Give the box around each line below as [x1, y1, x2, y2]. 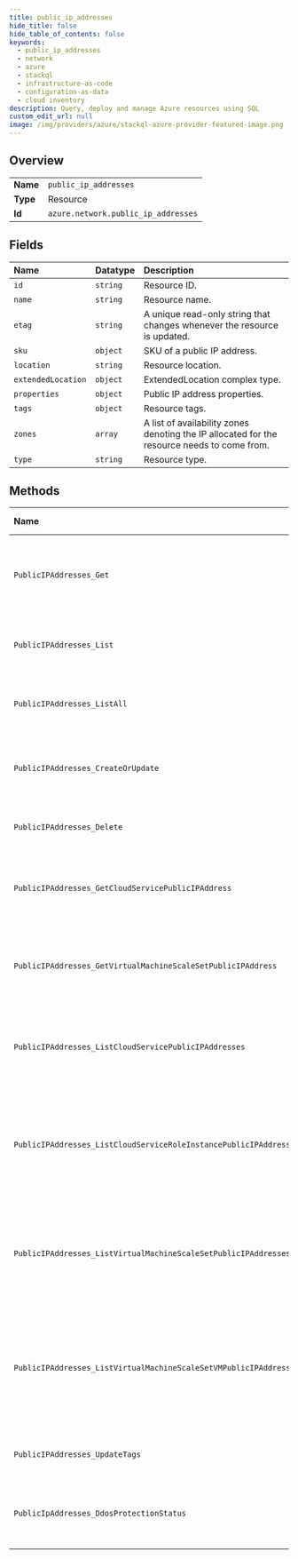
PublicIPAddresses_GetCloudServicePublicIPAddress [13, 883, 232, 894]
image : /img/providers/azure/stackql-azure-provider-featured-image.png [9, 121, 284, 130]
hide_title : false [9, 21, 77, 30]
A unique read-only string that [143, 307, 271, 320]
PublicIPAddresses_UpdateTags [13, 1450, 142, 1460]
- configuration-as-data [17, 87, 109, 96]
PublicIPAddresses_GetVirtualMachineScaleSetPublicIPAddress [13, 961, 278, 971]
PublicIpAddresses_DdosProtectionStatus [13, 1508, 186, 1519]
